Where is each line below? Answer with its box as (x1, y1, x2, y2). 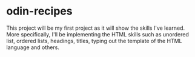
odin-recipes (6, 4, 73, 18)
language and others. (6, 44, 59, 51)
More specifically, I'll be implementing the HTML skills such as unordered (6, 30, 189, 38)
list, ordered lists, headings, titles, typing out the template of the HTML (6, 37, 182, 44)
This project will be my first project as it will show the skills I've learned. (6, 24, 185, 32)
